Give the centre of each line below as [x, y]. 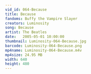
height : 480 [17, 64]
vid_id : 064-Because [26, 9]
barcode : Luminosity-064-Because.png [44, 46]
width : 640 [16, 59]
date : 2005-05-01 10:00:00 [35, 37]
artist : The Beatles [26, 32]
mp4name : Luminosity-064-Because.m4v [44, 50]
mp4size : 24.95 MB [24, 55]
